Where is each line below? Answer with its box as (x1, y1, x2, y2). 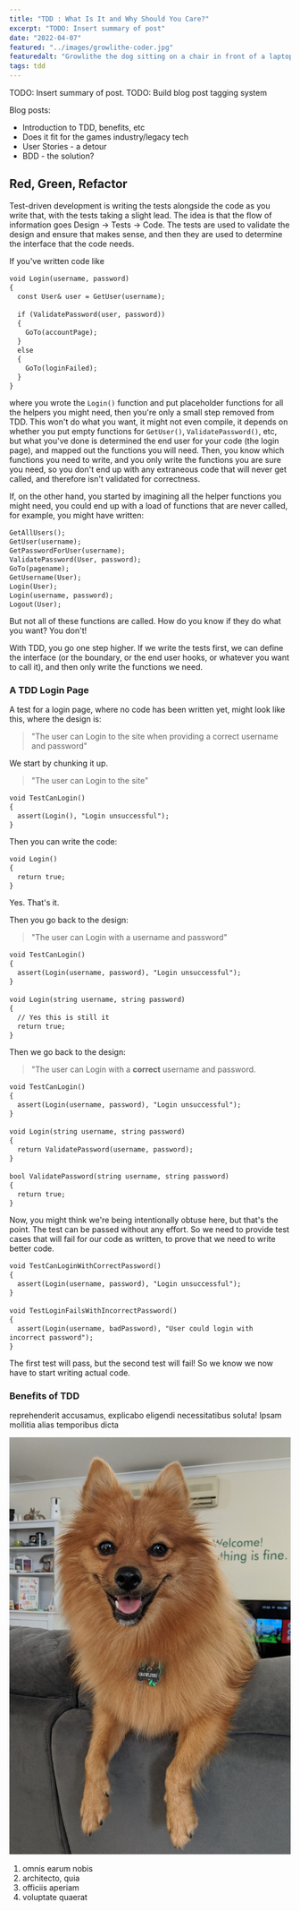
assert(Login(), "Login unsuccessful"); (17, 811, 170, 821)
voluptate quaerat (21, 1892, 87, 1903)
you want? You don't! (9, 625, 87, 636)
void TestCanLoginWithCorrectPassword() (9, 1262, 162, 1271)
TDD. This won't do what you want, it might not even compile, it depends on (9, 416, 288, 427)
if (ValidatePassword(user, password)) (17, 310, 166, 319)
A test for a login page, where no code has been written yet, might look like (9, 704, 286, 716)
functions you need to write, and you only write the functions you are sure (9, 454, 281, 465)
